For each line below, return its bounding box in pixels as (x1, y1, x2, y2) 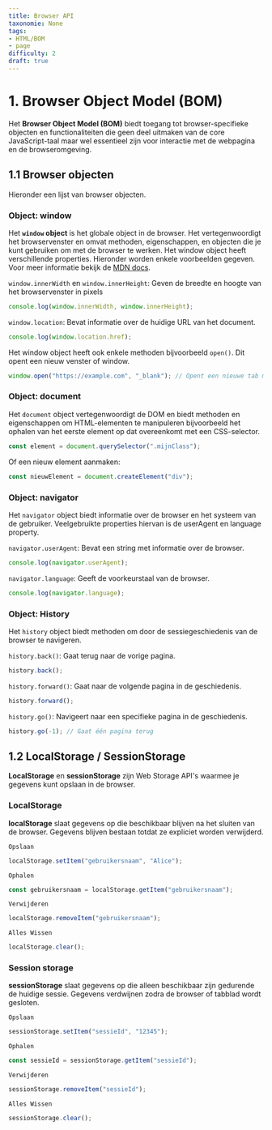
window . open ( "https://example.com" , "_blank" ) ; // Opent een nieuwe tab (8, 372, 259, 380)
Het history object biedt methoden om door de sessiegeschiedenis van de (8, 626, 258, 636)
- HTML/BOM (8, 34, 45, 43)
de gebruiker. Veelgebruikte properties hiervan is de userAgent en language (8, 518, 261, 528)
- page (8, 42, 31, 50)
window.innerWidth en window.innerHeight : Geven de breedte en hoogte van (8, 278, 261, 288)
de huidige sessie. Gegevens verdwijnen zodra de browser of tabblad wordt (8, 989, 261, 999)
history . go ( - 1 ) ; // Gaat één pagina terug (8, 727, 154, 736)
